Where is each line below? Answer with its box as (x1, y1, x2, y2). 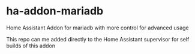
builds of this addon (6, 42, 56, 49)
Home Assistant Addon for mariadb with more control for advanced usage (6, 24, 189, 31)
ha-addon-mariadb (6, 4, 104, 18)
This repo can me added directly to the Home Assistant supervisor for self (6, 35, 190, 43)
